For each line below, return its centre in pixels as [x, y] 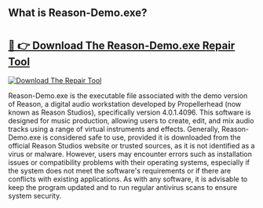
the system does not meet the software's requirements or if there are [120, 171]
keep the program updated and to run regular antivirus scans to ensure [123, 187]
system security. [35, 196]
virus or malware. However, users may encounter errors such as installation [130, 154]
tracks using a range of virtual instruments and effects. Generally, [114, 129]
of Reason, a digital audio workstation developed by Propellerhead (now [125, 104]
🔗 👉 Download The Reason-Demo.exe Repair [122, 45]
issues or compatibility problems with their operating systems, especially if [129, 162]
